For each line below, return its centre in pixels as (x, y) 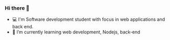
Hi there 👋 (17, 8)
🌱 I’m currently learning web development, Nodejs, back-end (76, 32)
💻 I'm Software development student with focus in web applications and (89, 19)
